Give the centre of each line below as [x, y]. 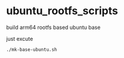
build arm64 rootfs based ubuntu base [53, 27]
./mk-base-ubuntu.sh [32, 49]
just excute [20, 38]
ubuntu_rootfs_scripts [62, 11]
